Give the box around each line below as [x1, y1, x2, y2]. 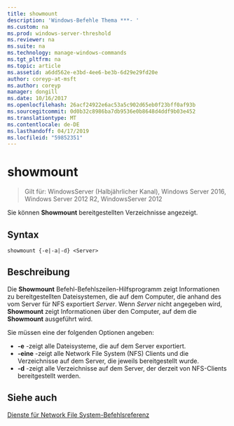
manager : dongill [7, 88, 58, 95]
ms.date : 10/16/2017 [7, 95, 68, 102]
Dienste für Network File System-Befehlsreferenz [7, 411, 150, 419]
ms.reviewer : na [7, 36, 55, 43]
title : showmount [7, 10, 58, 18]
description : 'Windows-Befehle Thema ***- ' [7, 17, 139, 24]
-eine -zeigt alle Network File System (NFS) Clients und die [17, 349, 189, 357]
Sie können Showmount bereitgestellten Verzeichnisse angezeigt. [7, 208, 198, 217]
